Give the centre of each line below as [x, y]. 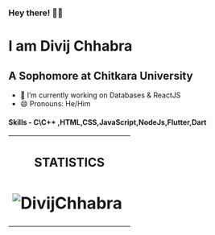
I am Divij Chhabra [70, 46]
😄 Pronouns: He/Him [55, 103]
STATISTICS [70, 162]
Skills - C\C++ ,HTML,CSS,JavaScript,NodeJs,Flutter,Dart [107, 122]
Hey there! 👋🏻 [36, 13]
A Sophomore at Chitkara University [101, 76]
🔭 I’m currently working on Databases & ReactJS [100, 95]
